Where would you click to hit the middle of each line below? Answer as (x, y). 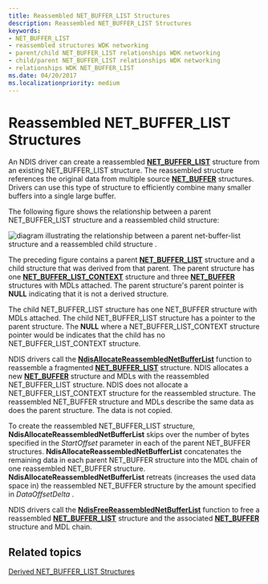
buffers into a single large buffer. (62, 196)
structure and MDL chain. (50, 527)
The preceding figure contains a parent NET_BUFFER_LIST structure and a (132, 260)
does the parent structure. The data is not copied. (90, 410)
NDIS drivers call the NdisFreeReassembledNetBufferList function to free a (134, 510)
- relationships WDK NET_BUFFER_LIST (71, 68)
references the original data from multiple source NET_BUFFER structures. (131, 179)
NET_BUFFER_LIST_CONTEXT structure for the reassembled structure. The (132, 394)
